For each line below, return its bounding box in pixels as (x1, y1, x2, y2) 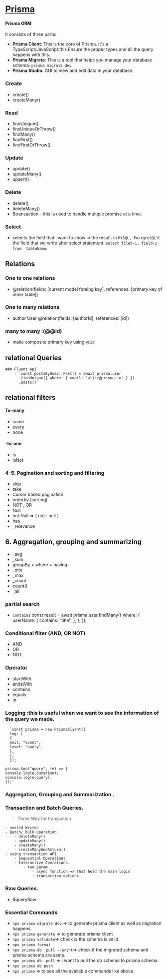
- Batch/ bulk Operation (5, 830, 57, 835)
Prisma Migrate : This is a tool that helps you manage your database (12, 57, 152, 63)
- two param (23, 865, 48, 870)
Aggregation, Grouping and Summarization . (5, 791, 115, 798)
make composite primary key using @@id (12, 339, 95, 345)
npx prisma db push (12, 964, 53, 969)
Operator (5, 664, 28, 671)
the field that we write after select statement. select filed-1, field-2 (12, 240, 158, 246)
